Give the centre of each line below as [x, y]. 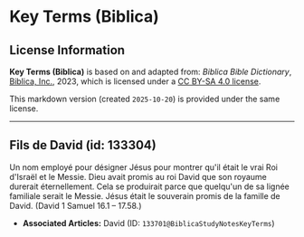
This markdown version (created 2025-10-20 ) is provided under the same [145, 99]
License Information [67, 50]
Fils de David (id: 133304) [83, 145]
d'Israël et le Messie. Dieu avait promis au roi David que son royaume [138, 176]
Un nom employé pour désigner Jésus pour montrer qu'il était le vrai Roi [144, 167]
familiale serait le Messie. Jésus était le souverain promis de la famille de [145, 195]
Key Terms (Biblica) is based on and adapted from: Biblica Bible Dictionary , [151, 71]
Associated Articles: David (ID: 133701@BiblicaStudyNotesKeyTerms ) [148, 223]
